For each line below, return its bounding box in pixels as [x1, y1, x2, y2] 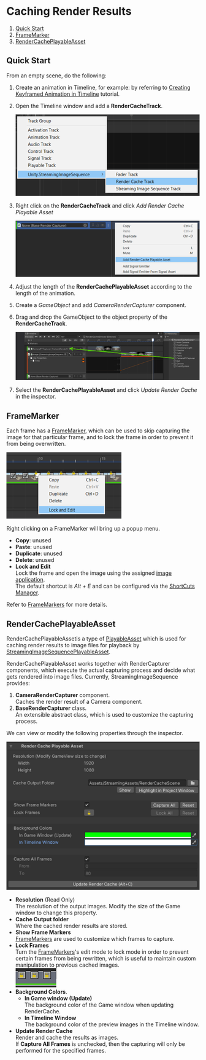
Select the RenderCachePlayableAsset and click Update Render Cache [15, 386, 197, 394]
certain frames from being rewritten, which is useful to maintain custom [15, 955, 196, 962]
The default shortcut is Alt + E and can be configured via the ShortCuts [15, 582, 195, 590]
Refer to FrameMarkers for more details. [6, 601, 108, 609]
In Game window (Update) [24, 995, 93, 1002]
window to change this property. [15, 909, 97, 916]
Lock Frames [15, 941, 49, 949]
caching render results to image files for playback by [6, 642, 140, 649]
